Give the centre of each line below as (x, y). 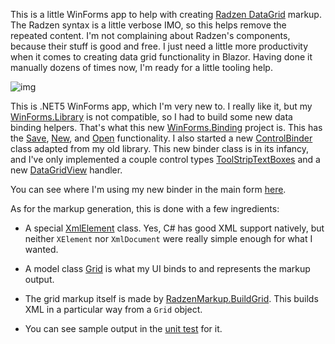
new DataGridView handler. (66, 170)
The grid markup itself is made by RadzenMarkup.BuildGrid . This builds (171, 298)
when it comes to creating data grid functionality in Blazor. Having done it (161, 57)
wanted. (41, 249)
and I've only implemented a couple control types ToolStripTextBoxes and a (165, 159)
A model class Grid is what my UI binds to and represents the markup (167, 268)
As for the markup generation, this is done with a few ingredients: (145, 208)
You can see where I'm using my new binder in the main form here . (148, 189)
